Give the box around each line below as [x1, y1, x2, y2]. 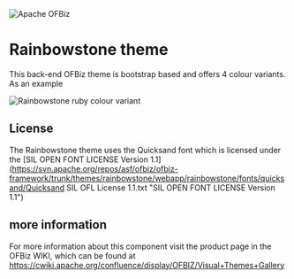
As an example [9, 78, 64, 89]
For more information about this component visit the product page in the [9, 241, 272, 252]
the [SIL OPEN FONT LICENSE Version [9, 154, 148, 165]
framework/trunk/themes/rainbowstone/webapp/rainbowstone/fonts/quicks [9, 173, 285, 183]
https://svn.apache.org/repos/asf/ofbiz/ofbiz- [11, 163, 178, 174]
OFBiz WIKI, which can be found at [9, 250, 136, 260]
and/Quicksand [9, 182, 64, 193]
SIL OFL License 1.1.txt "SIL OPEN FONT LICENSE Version [65, 182, 275, 193]
